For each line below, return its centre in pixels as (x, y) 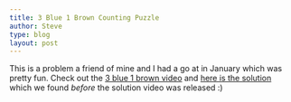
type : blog (30, 34)
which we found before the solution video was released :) (116, 88)
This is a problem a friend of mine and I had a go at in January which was (146, 69)
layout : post (34, 43)
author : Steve (36, 26)
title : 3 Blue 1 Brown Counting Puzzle (84, 18)
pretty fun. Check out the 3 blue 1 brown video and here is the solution (141, 79)
